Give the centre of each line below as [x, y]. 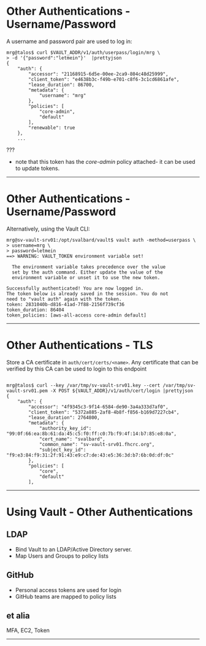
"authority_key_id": [65, 428]
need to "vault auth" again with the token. [64, 299]
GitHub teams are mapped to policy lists [66, 596]
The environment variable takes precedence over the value [89, 267]
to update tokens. [37, 168]
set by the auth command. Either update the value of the [88, 272]
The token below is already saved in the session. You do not [87, 294]
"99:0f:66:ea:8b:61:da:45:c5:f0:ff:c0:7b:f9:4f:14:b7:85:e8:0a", [91, 434]
